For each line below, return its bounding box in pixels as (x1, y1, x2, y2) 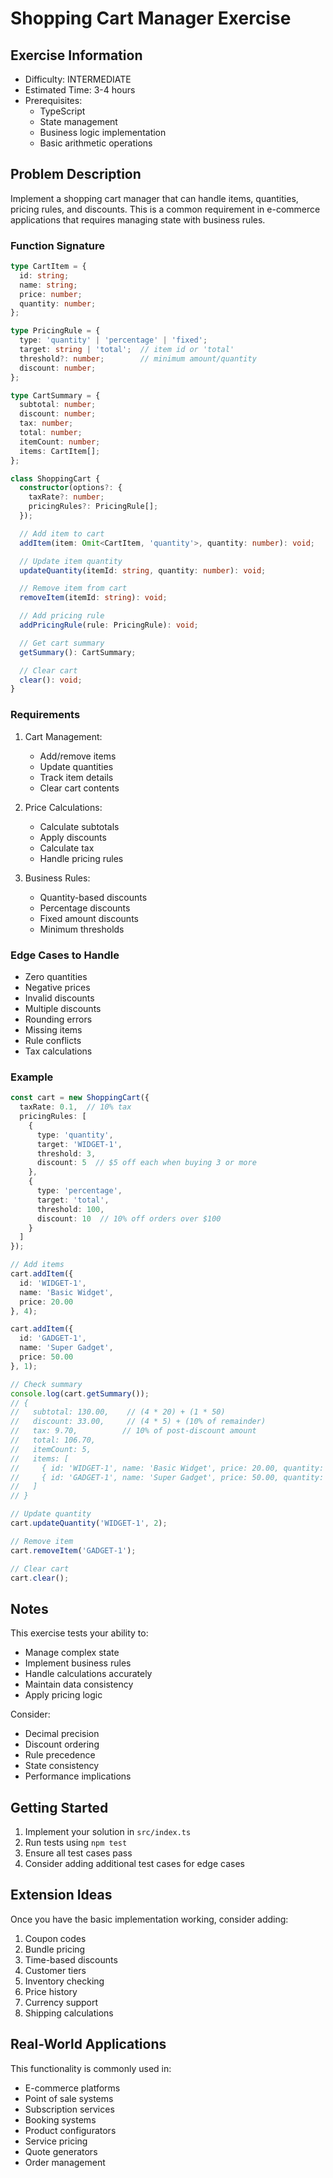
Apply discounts (39, 831, 107, 843)
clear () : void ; (19, 675, 83, 685)
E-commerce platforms (24, 2082, 121, 2094)
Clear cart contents (39, 782, 120, 794)
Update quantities (39, 760, 114, 772)
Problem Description (10, 166, 142, 183)
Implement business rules (24, 1657, 132, 1669)
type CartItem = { (10, 262, 87, 272)
